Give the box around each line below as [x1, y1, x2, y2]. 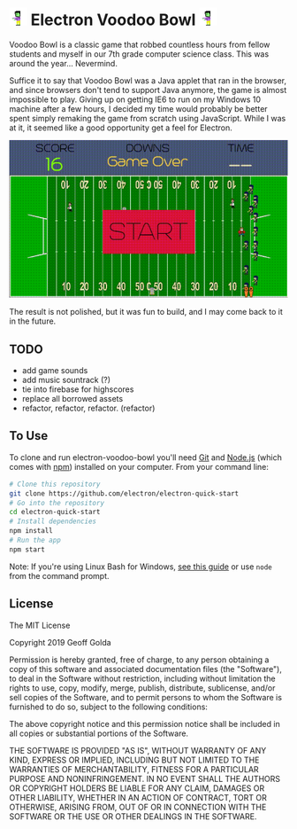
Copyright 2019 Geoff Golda [9, 637, 112, 647]
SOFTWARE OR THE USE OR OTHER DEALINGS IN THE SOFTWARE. [9, 810, 257, 822]
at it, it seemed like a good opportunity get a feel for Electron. [9, 122, 232, 133]
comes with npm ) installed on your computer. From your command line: [9, 461, 270, 472]
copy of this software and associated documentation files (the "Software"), [9, 663, 283, 674]
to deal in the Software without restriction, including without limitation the [9, 673, 276, 684]
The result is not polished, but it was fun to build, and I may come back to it [9, 307, 283, 317]
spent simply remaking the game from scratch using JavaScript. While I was [9, 113, 286, 123]
